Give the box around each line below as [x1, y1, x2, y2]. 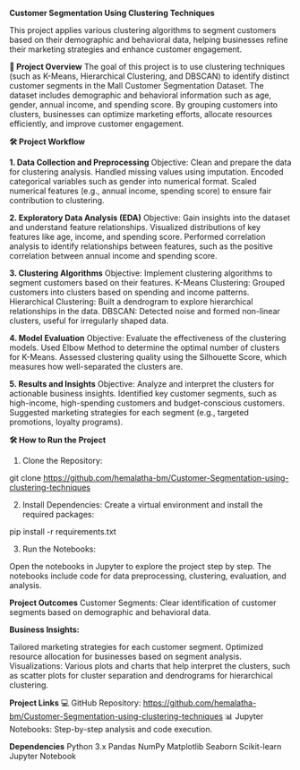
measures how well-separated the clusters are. [9, 362, 184, 372]
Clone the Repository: [21, 456, 103, 466]
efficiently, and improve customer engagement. [9, 118, 184, 129]
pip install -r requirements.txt [9, 526, 116, 536]
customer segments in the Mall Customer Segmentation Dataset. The [9, 81, 264, 90]
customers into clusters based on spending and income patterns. [9, 287, 250, 297]
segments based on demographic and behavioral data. [9, 607, 211, 617]
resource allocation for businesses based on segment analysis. [9, 651, 242, 662]
